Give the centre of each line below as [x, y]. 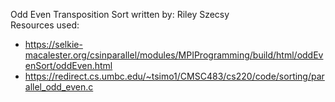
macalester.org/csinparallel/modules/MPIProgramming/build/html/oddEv [174, 55]
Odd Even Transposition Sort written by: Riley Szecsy [120, 14]
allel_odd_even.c [59, 87]
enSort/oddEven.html [68, 65]
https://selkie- [53, 44]
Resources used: [45, 25]
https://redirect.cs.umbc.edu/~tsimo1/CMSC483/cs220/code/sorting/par [174, 76]
